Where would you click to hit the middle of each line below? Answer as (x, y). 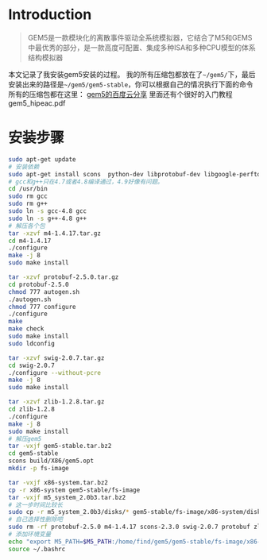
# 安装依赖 (24, 167)
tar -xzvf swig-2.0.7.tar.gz (56, 358)
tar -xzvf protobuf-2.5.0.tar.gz (64, 277)
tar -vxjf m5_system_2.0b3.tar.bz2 (67, 497)
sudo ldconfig (32, 343)
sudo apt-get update (43, 159)
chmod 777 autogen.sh (44, 292)
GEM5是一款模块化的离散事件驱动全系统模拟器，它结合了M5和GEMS (140, 37)
